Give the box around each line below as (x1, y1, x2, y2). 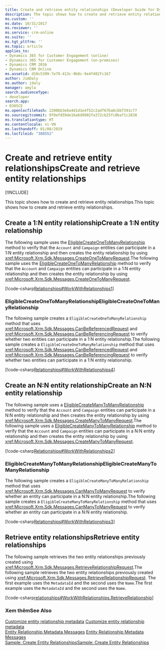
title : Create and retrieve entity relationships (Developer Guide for (5, 7, 155, 12)
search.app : (5, 99, 29, 104)
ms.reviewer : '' (5, 26, 38, 31)
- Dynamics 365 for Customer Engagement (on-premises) (5, 58, 120, 63)
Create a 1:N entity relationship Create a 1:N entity (5, 218, 160, 227)
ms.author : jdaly (5, 80, 41, 85)
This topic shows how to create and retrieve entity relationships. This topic (5, 199, 155, 205)
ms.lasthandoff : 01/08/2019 (5, 126, 63, 131)
